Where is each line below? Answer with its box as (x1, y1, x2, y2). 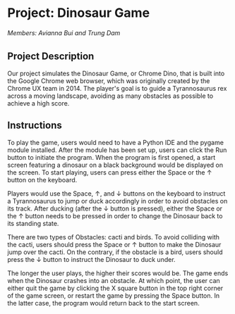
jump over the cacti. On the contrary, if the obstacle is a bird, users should (7, 248, 223, 256)
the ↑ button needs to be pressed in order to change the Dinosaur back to (7, 211, 223, 220)
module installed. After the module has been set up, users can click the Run (7, 146, 227, 154)
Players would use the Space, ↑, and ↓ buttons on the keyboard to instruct (7, 189, 226, 198)
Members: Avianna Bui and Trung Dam (7, 28, 121, 37)
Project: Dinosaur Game (7, 5, 150, 21)
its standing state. (7, 219, 59, 227)
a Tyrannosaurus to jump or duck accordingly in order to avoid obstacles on (7, 196, 228, 205)
